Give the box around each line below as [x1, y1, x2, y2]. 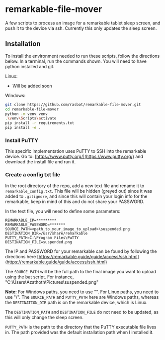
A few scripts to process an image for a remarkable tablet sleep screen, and [5, 20, 161, 26]
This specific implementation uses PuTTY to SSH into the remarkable [5, 148, 147, 154]
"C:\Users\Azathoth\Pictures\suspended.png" [5, 279, 99, 285]
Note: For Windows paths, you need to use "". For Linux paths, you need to [5, 289, 159, 295]
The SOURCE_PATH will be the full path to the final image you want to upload [5, 268, 157, 274]
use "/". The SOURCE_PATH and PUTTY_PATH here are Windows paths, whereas [5, 294, 159, 300]
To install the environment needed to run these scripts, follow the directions [5, 53, 160, 59]
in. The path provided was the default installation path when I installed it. [5, 329, 154, 335]
